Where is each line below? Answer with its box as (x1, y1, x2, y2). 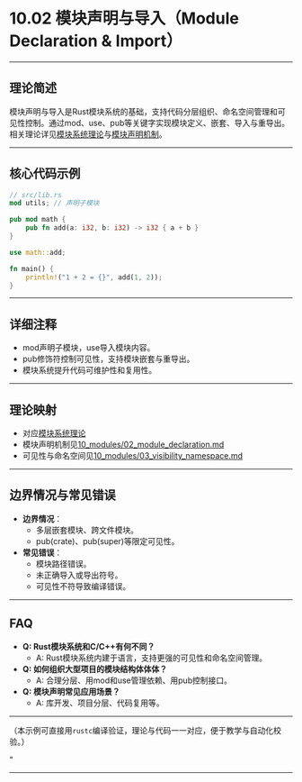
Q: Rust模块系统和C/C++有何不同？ (22, 641, 155, 651)
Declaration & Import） (9, 31, 182, 51)
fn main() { (9, 264, 54, 273)
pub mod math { (9, 215, 67, 224)
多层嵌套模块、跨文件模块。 (35, 524, 139, 535)
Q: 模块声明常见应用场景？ (22, 686, 120, 696)
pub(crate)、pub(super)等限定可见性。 (35, 535, 180, 546)
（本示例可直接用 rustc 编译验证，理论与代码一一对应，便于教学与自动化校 (9, 724, 281, 735)
